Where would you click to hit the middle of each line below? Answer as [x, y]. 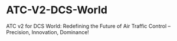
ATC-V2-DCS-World [57, 10]
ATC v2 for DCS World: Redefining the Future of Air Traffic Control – [88, 26]
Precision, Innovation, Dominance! [48, 32]
